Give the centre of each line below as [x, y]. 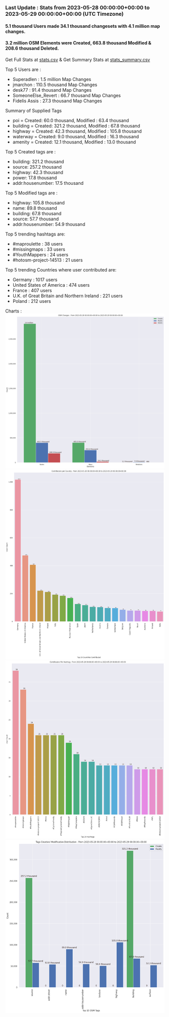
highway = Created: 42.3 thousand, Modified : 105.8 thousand [77, 131]
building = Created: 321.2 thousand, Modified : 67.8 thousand [76, 126]
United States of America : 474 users [51, 285]
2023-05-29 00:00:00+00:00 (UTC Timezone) [65, 14]
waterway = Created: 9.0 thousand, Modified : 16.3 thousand [76, 136]
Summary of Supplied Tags [34, 110]
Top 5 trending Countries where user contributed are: [61, 269]
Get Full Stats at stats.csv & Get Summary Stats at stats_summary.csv [78, 59]
